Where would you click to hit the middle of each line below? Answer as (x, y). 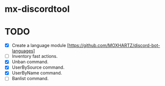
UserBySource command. (38, 67)
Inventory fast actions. (35, 56)
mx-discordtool (37, 9)
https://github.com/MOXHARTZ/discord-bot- (114, 45)
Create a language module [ (40, 45)
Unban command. (30, 62)
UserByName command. (37, 73)
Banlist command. (30, 79)
